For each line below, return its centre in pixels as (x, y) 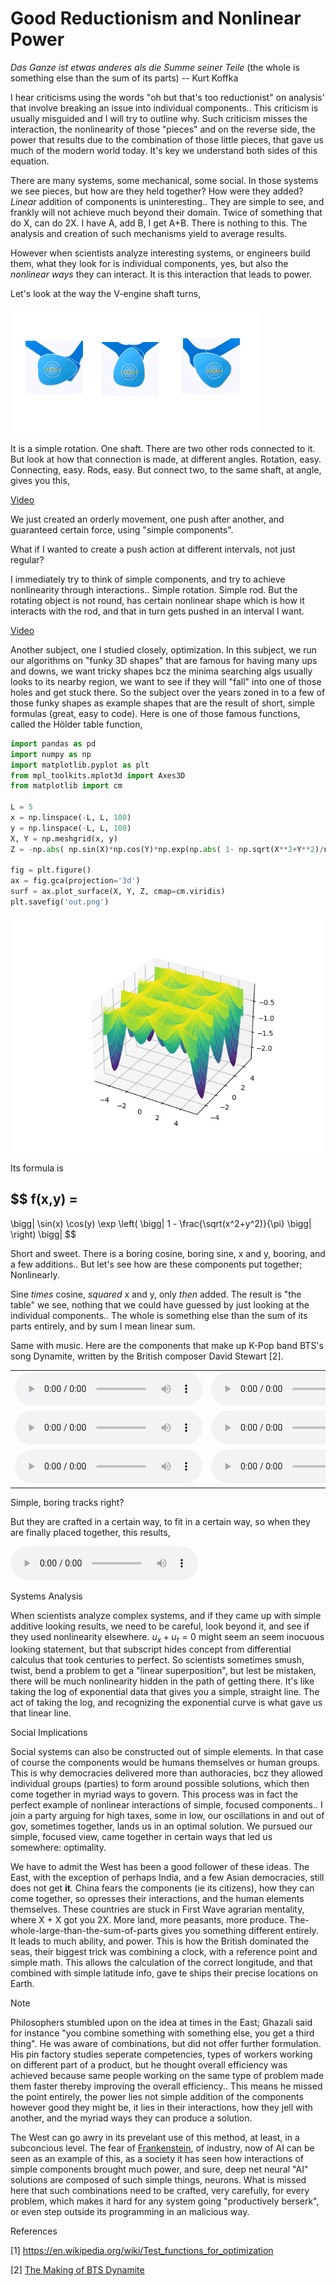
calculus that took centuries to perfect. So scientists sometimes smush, (157, 1660)
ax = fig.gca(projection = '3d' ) (75, 881)
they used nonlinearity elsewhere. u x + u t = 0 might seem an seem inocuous (167, 1637)
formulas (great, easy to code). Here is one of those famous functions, (155, 713)
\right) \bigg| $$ (43, 1234)
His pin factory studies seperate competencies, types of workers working (161, 2054)
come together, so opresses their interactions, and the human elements (157, 1899)
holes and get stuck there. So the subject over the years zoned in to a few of (168, 692)
